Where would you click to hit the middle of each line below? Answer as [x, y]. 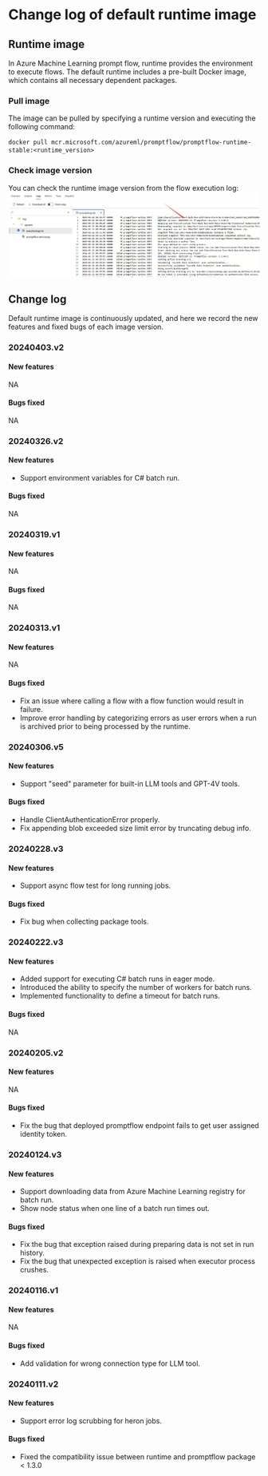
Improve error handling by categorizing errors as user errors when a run [138, 718]
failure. [31, 709]
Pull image [29, 101]
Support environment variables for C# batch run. [100, 477]
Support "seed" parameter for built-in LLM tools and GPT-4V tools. [130, 783]
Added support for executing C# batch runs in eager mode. [117, 979]
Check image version [50, 171]
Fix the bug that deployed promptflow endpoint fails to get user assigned [139, 1126]
